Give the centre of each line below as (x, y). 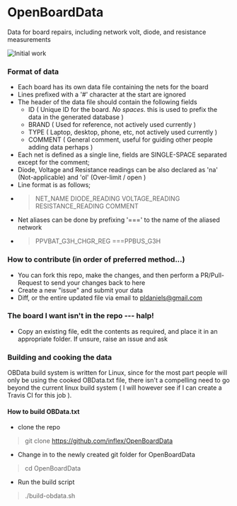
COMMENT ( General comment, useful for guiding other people (121, 140)
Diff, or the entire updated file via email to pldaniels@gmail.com (110, 298)
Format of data (33, 72)
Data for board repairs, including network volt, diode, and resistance (107, 32)
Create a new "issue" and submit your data (80, 290)
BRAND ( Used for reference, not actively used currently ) (112, 125)
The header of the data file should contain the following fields (107, 102)
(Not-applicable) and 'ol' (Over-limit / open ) (82, 177)
